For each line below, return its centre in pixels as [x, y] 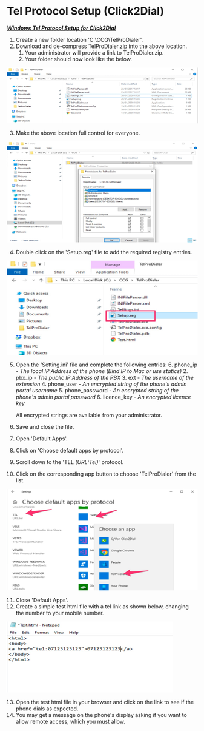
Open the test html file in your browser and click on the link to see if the [105, 702]
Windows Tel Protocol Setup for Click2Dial [61, 28]
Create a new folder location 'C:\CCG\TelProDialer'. [79, 39]
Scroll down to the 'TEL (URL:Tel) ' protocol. [70, 462]
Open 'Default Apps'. [42, 439]
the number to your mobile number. [60, 613]
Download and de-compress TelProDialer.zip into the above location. [101, 46]
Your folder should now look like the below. [78, 59]
